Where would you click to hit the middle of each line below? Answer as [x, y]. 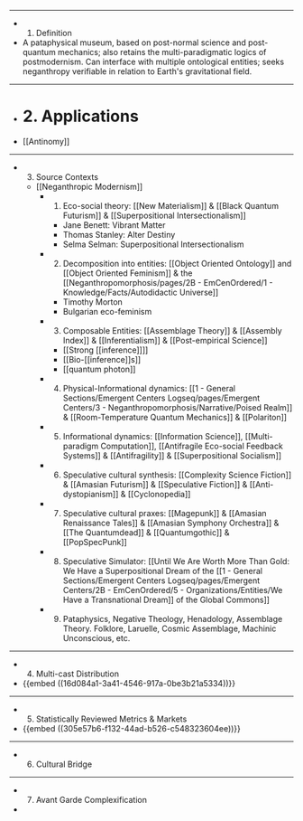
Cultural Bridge [64, 764]
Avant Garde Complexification [91, 799]
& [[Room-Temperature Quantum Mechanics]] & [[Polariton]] [174, 417]
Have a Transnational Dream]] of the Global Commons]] [166, 599]
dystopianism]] [91, 494]
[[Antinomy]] [46, 141]
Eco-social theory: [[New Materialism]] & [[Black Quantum [171, 205]
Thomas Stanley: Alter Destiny [119, 234]
